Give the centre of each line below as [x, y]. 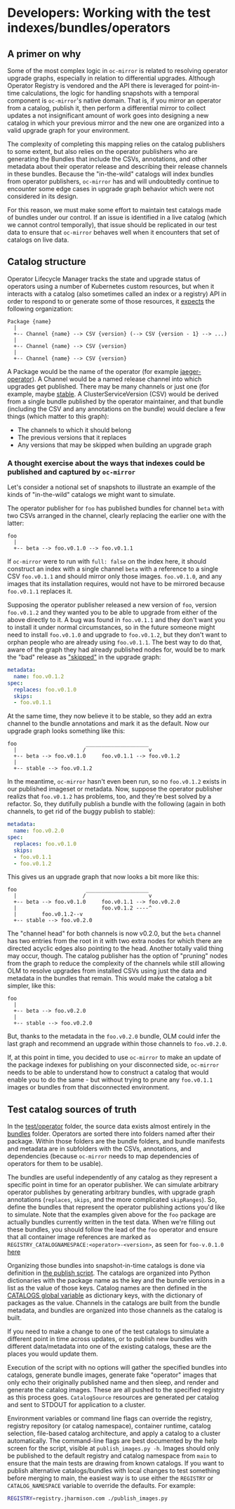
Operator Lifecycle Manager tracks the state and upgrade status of [104, 278]
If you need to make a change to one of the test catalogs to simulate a [108, 1332]
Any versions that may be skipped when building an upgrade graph [114, 445]
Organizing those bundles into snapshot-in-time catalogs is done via [106, 1266]
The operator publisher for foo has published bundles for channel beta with [116, 508]
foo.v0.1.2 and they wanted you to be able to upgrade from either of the [112, 612]
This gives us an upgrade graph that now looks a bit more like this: [103, 877]
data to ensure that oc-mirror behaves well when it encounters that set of [113, 232]
